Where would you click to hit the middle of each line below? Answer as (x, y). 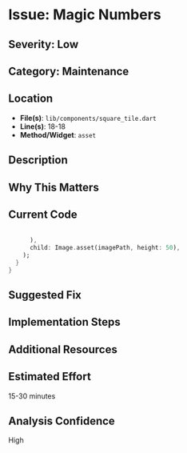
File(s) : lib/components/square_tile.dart (88, 118)
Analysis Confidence (62, 421)
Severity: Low (44, 44)
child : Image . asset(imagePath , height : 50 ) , (105, 248)
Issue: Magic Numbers (85, 15)
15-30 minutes (32, 396)
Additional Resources (63, 349)
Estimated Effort (50, 377)
